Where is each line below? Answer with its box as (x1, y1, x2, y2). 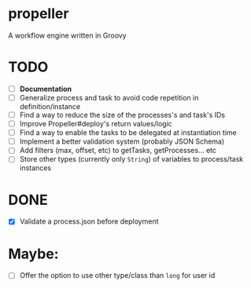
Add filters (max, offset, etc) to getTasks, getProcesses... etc (19, 146, 216, 155)
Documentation (19, 84, 72, 93)
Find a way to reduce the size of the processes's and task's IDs (19, 111, 226, 119)
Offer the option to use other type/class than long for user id (19, 271, 216, 280)
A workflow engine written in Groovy (8, 31, 127, 40)
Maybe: (8, 245, 59, 263)
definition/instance (19, 102, 81, 111)
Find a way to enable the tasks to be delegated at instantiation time (19, 128, 238, 137)
